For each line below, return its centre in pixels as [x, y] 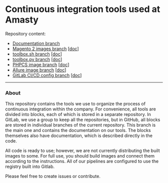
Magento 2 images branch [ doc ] [45, 48]
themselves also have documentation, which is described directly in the [79, 135]
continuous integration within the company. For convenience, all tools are [80, 109]
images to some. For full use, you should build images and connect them [80, 156]
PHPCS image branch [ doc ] [41, 64]
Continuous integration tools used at [83, 9]
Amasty [22, 20]
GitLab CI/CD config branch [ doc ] [47, 75]
